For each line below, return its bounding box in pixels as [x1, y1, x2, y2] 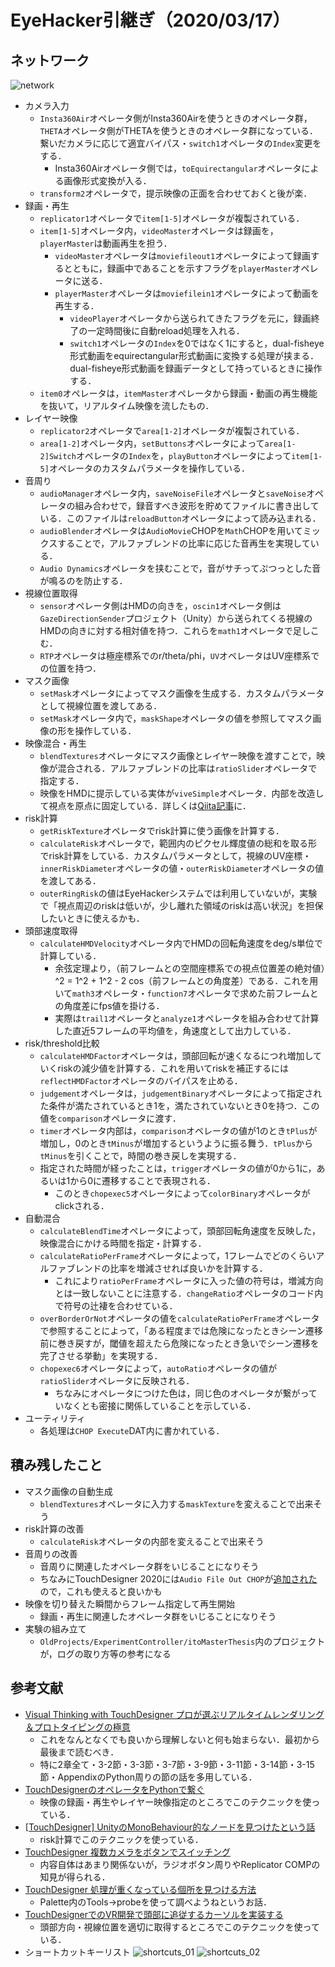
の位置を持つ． [39, 662, 102, 674]
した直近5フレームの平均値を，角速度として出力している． [54, 1025, 297, 1036]
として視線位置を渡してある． [39, 700, 163, 711]
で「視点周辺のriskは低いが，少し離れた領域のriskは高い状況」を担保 [39, 900, 324, 911]
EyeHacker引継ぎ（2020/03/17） [10, 9, 291, 32]
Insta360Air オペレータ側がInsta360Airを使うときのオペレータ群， [39, 112, 313, 124]
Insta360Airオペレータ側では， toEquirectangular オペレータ [54, 162, 302, 174]
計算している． [39, 950, 102, 961]
